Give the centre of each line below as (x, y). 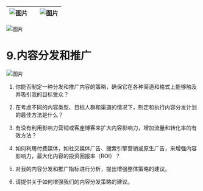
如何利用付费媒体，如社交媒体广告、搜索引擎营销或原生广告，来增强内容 (106, 148)
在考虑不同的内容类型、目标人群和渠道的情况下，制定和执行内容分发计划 (106, 107)
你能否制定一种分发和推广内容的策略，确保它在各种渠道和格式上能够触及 (106, 86)
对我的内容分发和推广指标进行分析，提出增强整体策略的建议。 (93, 168)
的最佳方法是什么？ (39, 114)
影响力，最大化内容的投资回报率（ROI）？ (68, 156)
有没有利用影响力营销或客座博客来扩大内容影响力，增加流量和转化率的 (103, 128)
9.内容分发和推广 (49, 56)
